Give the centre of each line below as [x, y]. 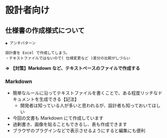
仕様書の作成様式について [45, 30]
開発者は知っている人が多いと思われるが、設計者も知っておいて [86, 105]
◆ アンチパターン [21, 43]
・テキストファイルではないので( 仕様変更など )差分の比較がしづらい [68, 58]
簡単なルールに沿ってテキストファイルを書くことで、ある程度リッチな [85, 93]
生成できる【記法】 [59, 99]
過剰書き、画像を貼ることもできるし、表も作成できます [70, 124]
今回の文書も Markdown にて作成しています [58, 118]
